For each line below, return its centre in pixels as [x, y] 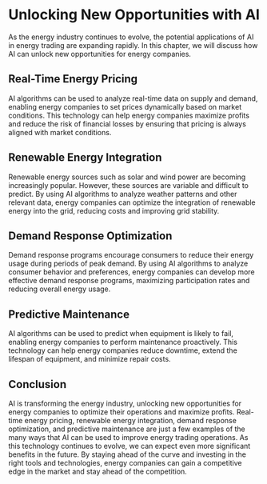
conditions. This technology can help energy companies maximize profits [129, 115]
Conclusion [38, 384]
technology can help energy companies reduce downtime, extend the [123, 350]
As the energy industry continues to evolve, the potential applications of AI [131, 37]
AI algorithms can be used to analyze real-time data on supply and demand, [133, 98]
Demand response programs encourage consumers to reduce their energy [131, 255]
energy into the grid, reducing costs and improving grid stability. [114, 210]
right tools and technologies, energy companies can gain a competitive [125, 463]
